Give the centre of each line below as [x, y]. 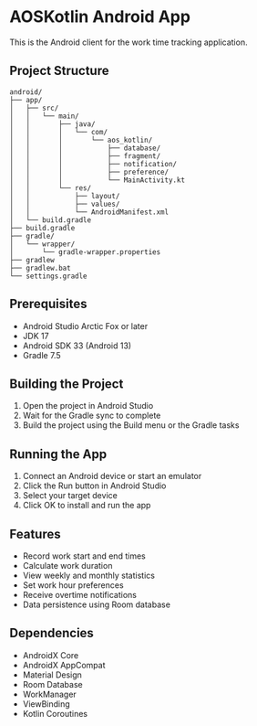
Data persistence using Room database [97, 604]
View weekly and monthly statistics [88, 575]
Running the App [58, 454]
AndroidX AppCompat [64, 665]
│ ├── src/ [34, 108]
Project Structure [59, 71]
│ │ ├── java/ [52, 124]
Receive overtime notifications [79, 595]
